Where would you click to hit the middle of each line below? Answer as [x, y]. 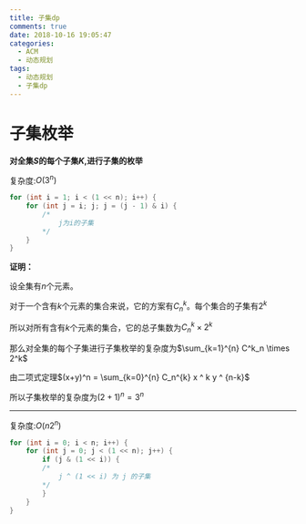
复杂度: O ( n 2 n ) [36, 425]
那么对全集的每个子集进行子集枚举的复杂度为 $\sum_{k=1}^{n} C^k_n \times [149, 348]
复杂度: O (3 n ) [33, 180]
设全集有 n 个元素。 [44, 286]
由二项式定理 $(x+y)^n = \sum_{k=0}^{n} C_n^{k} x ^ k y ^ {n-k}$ [130, 377]
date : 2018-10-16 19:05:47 [61, 35]
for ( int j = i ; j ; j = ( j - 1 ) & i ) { [102, 206]
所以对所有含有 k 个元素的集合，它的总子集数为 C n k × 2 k [111, 328]
